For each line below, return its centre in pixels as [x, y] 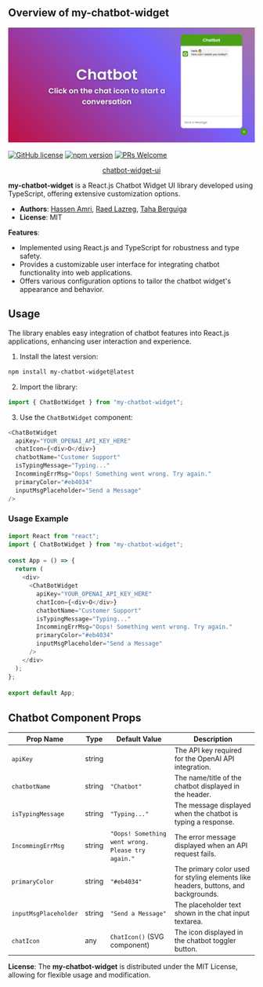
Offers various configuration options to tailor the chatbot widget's [125, 281]
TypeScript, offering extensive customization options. [94, 194]
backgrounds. [196, 894]
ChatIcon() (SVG [137, 936]
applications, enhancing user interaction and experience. [100, 341]
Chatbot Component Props [75, 717]
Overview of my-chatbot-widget [89, 13]
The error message [205, 837]
